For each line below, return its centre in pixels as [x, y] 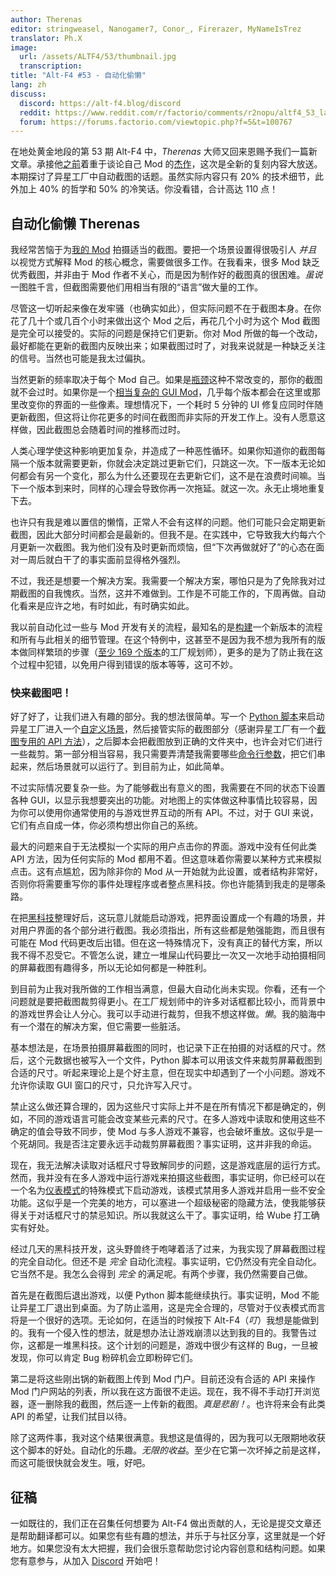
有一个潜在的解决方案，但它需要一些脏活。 [98, 1027]
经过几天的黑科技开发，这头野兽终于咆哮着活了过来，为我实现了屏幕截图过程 [168, 1249]
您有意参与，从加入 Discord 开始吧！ [86, 1561]
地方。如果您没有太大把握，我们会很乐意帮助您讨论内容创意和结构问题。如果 [168, 1548]
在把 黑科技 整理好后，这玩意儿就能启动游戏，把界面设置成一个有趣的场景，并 [168, 918]
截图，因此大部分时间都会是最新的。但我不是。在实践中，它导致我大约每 [159, 535]
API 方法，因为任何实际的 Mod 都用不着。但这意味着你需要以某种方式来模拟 [166, 859]
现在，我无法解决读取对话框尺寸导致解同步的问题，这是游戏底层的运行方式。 [168, 1165]
